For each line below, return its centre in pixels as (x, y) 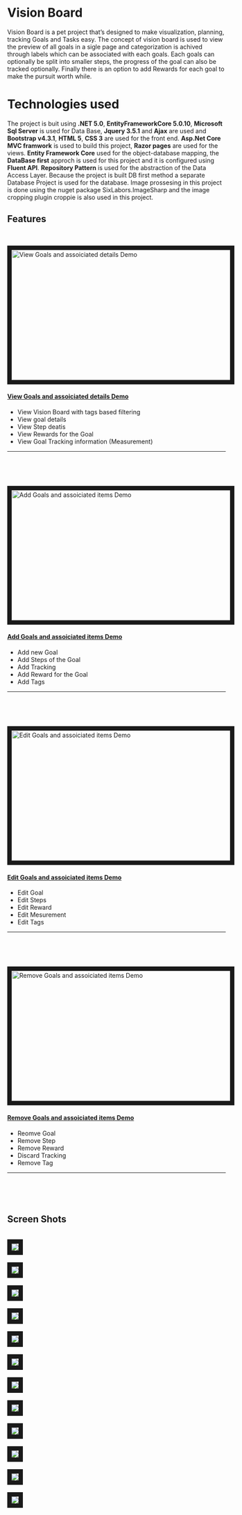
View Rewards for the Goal (55, 434)
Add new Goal (37, 652)
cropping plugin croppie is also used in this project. (80, 197)
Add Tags (31, 682)
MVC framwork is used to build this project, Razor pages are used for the (113, 145)
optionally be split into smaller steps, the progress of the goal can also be (112, 61)
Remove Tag (35, 1162)
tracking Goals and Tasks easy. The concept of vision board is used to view (115, 39)
